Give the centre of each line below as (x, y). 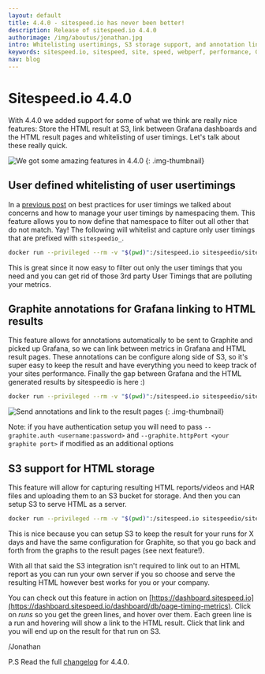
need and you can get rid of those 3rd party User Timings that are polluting (130, 276)
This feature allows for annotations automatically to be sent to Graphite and (131, 341)
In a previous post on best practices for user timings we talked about (119, 204)
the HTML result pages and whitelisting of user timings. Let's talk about (124, 137)
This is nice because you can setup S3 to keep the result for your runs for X (131, 534)
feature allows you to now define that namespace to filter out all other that (129, 221)
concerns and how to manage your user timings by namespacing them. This (132, 213)
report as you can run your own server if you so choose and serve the (122, 574)
